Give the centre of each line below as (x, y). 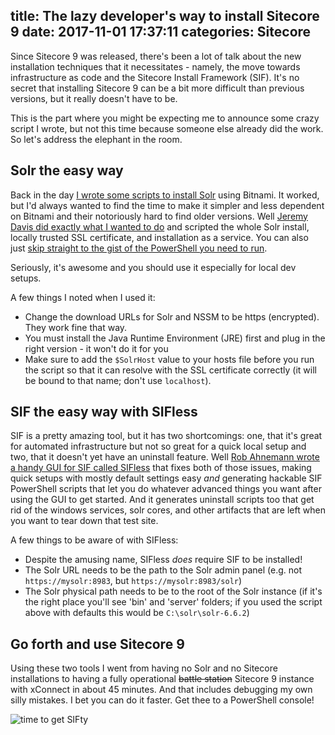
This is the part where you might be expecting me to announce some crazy (165, 118)
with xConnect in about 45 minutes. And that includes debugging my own (161, 690)
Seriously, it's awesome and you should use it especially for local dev (153, 267)
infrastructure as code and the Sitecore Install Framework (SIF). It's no (155, 77)
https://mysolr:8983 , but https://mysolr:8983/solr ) (133, 581)
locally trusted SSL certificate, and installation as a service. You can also (159, 237)
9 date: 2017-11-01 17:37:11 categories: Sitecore (161, 32)
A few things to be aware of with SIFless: (94, 540)
